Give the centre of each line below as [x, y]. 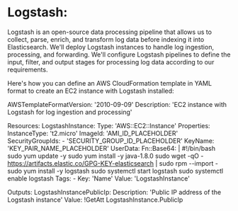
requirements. [28, 69]
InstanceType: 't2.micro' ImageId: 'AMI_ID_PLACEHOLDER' [93, 133]
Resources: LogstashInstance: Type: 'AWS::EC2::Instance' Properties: [109, 125]
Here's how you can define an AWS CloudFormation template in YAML [110, 83]
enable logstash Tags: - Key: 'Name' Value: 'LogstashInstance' [98, 178]
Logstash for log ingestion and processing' [70, 112]
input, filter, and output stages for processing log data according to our [111, 62]
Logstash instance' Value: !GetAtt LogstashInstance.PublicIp [95, 200]
